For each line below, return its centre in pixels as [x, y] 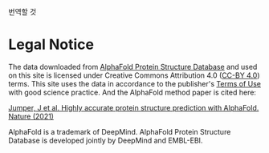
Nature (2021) [31, 116]
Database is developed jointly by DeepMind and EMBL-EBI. [106, 140]
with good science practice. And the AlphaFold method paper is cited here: [132, 92]
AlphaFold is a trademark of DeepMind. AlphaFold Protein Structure [120, 131]
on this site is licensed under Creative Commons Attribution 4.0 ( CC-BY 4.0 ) [134, 75]
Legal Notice [51, 44]
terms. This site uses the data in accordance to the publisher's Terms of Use [134, 83]
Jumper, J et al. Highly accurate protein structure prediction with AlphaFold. [134, 107]
